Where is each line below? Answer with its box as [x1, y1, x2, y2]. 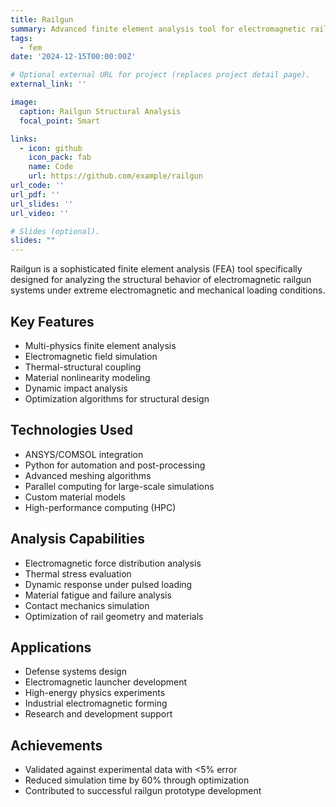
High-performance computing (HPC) [24, 501, 177, 513]
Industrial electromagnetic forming [24, 697, 168, 710]
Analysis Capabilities [10, 531, 146, 548]
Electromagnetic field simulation [24, 350, 158, 362]
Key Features [10, 313, 95, 330]
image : [10, 97, 38, 107]
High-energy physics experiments [24, 687, 166, 699]
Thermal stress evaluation [24, 567, 132, 580]
